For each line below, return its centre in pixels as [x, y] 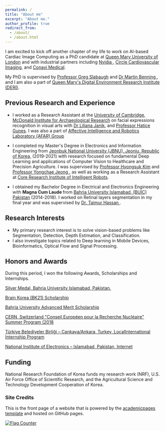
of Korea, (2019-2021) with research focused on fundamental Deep [81, 156]
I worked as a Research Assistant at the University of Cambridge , [79, 115]
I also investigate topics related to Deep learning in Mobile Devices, [81, 240]
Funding [18, 362]
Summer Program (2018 [29, 322]
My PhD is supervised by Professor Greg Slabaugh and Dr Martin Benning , [82, 77]
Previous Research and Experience [60, 103]
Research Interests [35, 218]
